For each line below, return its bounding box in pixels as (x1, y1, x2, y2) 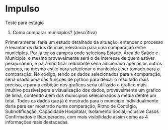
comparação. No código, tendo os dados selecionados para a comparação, (5, 71, 162, 77)
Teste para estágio (5, 20, 44, 26)
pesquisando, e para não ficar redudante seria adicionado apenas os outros (5, 60, 162, 66)
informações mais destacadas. (5, 119, 69, 125)
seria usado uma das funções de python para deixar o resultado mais (5, 76, 149, 82)
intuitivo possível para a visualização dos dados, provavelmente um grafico (5, 87, 161, 93)
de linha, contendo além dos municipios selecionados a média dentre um (5, 92, 157, 98)
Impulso (5, 3, 40, 15)
